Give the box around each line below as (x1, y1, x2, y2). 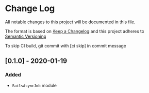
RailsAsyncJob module (12, 82, 57, 88)
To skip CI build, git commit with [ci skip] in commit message (5, 43, 126, 48)
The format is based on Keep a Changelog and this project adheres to (5, 28, 145, 34)
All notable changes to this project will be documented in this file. (5, 19, 136, 25)
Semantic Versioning (5, 33, 47, 39)
